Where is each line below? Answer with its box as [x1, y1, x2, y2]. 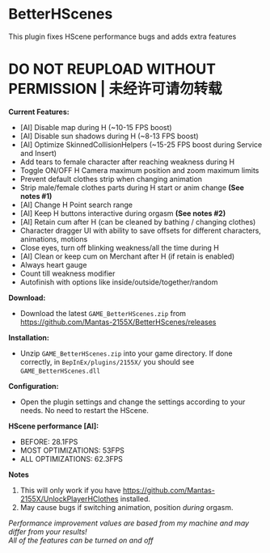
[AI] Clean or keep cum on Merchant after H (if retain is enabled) [19, 251, 235, 261]
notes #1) [19, 191, 53, 201]
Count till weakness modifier [19, 268, 116, 278]
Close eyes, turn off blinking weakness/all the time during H [19, 243, 220, 252]
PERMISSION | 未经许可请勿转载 [8, 80, 222, 98]
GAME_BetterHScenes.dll [19, 367, 101, 375]
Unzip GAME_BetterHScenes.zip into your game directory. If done [19, 348, 233, 358]
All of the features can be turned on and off [8, 535, 154, 545]
